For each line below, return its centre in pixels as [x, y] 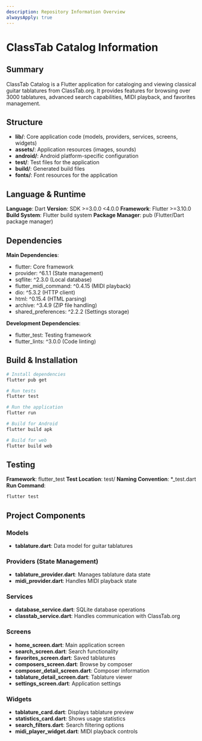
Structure [25, 122]
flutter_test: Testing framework [53, 335]
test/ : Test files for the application [57, 162]
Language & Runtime [46, 194]
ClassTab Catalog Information [82, 47]
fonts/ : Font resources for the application [66, 175]
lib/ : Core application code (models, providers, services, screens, [96, 137]
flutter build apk [29, 429]
